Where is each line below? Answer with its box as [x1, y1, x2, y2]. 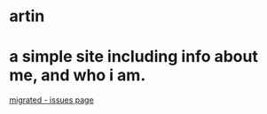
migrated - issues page [9, 95, 95, 105]
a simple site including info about [9, 47, 259, 67]
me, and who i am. [9, 65, 146, 86]
